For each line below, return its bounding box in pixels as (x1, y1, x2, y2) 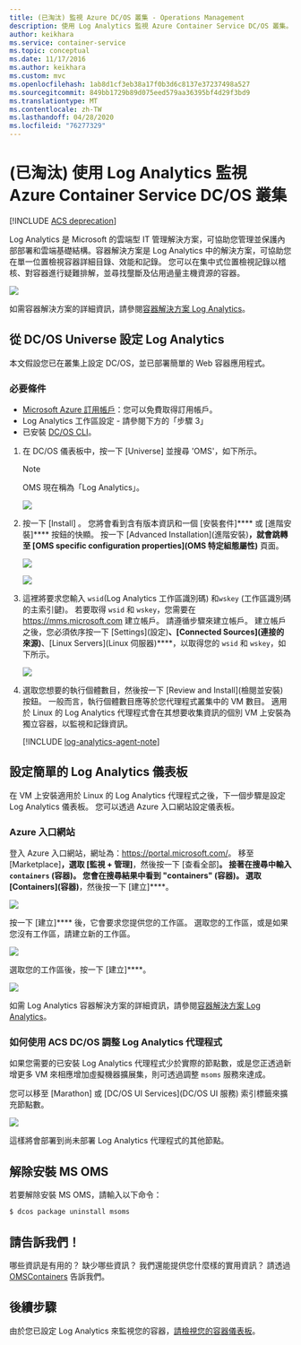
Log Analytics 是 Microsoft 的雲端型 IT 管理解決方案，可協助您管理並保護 (9, 234, 278, 245)
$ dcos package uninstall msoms (9, 1207, 130, 1217)
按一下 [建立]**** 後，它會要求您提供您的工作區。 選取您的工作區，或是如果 (9, 918, 289, 928)
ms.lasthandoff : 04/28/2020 (9, 113, 115, 122)
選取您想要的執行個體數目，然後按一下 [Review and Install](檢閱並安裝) (21, 685, 284, 695)
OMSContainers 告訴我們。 (9, 1271, 110, 1281)
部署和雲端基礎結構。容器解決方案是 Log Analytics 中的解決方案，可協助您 (16, 245, 292, 255)
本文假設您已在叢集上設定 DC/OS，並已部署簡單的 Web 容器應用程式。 (9, 358, 271, 368)
